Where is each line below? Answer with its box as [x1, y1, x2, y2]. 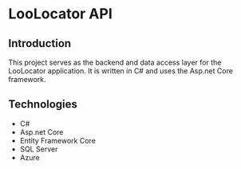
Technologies [8, 97, 78, 112]
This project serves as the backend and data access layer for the [8, 57, 222, 67]
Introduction [8, 37, 72, 50]
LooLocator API [8, 5, 113, 23]
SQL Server [19, 144, 58, 154]
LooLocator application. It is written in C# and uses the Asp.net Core [8, 66, 234, 76]
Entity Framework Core [19, 136, 96, 145]
